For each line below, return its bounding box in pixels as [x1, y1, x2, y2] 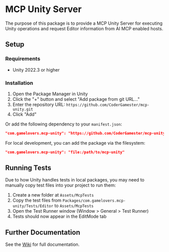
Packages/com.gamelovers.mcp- [62, 198, 126, 204]
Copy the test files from [12, 198, 62, 204]
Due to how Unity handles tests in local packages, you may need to [5, 177, 145, 183]
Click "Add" [12, 111, 37, 117]
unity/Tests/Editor [12, 204, 54, 209]
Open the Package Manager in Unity [12, 91, 88, 97]
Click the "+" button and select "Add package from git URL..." [12, 96, 140, 102]
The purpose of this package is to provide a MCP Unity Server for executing [5, 20, 162, 26]
